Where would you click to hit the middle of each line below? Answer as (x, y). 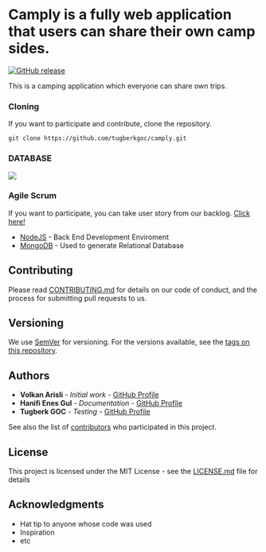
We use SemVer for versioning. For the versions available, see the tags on (129, 342)
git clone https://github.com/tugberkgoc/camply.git (98, 138)
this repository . (33, 351)
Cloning (24, 107)
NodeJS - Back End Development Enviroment (94, 237)
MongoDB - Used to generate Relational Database (102, 245)
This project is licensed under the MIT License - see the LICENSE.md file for (133, 472)
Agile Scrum (33, 196)
